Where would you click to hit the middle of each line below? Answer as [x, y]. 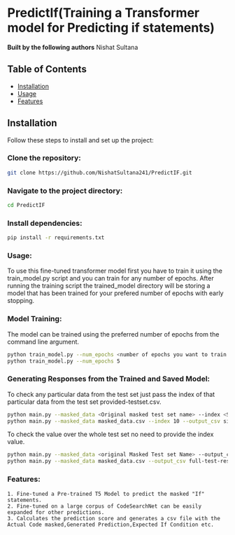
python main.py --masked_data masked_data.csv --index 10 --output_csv [114, 421]
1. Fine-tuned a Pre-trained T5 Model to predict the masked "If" [106, 494]
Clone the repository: [44, 158]
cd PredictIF [26, 205]
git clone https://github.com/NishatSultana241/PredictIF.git [100, 172]
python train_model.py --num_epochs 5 [64, 361]
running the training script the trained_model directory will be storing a [109, 286]
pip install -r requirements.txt [56, 238]
